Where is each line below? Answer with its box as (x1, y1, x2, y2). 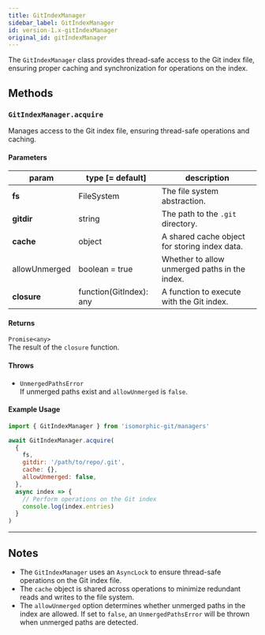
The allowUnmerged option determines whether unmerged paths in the (19, 600, 246, 610)
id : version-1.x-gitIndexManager (8, 26, 118, 34)
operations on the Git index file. (19, 575, 122, 585)
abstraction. (161, 196, 207, 207)
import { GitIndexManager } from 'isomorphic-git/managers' (8, 422, 211, 430)
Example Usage (8, 405, 61, 414)
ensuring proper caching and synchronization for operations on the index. (8, 64, 248, 73)
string (78, 214, 100, 225)
